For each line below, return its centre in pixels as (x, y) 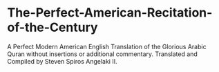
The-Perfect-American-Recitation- (110, 13)
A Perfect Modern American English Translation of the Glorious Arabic (107, 46)
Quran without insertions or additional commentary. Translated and (103, 54)
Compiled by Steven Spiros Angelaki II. (62, 61)
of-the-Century (53, 27)
